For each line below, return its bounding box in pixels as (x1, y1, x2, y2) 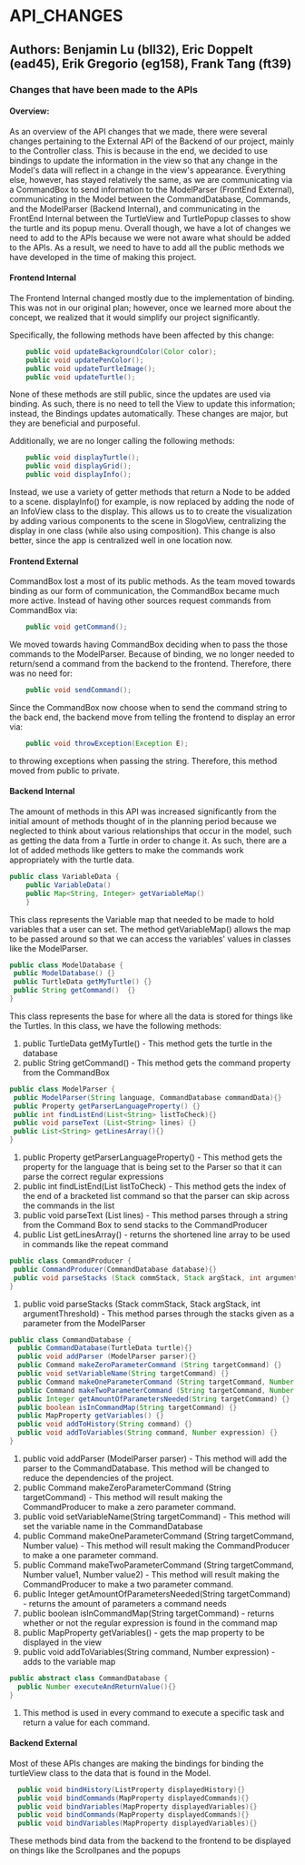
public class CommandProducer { (9, 1256, 132, 1265)
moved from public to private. (9, 765, 121, 776)
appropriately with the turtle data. (9, 854, 134, 865)
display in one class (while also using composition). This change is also (9, 525, 276, 537)
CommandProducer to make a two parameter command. (22, 1578, 234, 1589)
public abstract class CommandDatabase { (9, 1673, 169, 1683)
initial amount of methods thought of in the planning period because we (9, 816, 277, 827)
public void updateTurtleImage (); (25, 364, 156, 373)
